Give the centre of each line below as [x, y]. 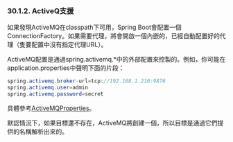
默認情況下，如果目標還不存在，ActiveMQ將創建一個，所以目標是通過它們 [112, 123]
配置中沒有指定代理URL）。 [69, 45]
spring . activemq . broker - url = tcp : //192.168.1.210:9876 [87, 81]
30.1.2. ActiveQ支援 [41, 10]
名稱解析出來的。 [43, 131]
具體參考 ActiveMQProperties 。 [51, 108]
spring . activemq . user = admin [48, 88]
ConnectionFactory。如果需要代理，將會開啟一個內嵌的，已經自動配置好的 [113, 36]
